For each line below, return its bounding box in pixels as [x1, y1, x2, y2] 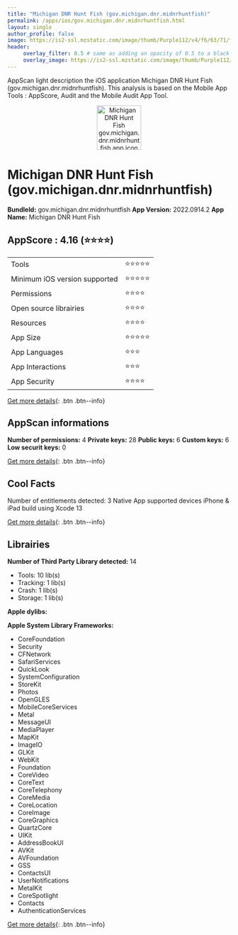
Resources [11, 318, 47, 327]
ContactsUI [17, 868, 51, 877]
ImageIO [17, 740, 42, 749]
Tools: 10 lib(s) [17, 571, 60, 579]
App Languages [11, 347, 64, 357]
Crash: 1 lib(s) [17, 586, 58, 594]
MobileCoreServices [17, 702, 78, 711]
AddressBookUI [17, 838, 64, 847]
